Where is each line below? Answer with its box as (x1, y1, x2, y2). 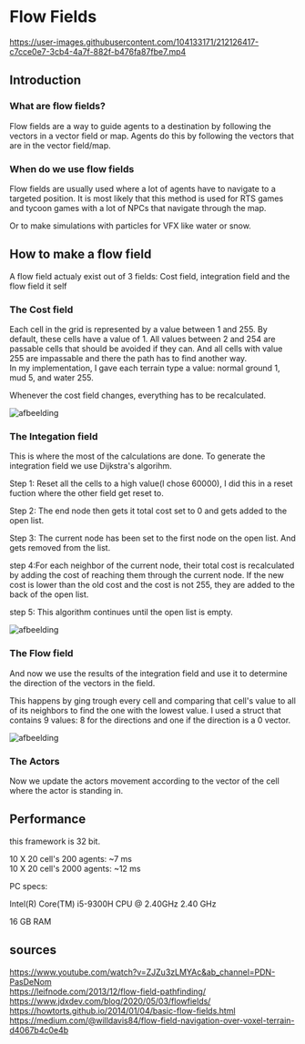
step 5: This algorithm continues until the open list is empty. (9, 607, 234, 618)
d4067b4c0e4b (9, 1024, 69, 1035)
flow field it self (9, 280, 67, 291)
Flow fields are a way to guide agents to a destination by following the (9, 120, 271, 131)
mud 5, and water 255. (9, 372, 94, 383)
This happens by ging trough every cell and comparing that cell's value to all (9, 694, 296, 706)
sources (9, 942, 57, 958)
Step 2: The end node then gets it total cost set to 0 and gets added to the (9, 505, 288, 516)
